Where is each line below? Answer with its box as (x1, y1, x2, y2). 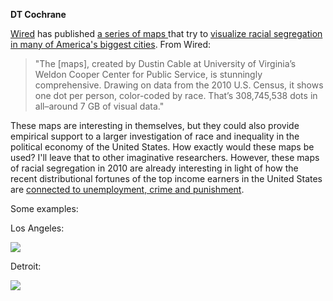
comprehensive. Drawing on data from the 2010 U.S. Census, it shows (34, 79, 324, 91)
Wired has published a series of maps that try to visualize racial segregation (10, 28, 323, 39)
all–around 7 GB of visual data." (34, 100, 165, 112)
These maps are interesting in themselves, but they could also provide (10, 120, 300, 131)
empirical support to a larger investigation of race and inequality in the (10, 130, 300, 142)
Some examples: (10, 203, 79, 214)
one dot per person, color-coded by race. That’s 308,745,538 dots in (34, 90, 318, 101)
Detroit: (10, 260, 42, 272)
